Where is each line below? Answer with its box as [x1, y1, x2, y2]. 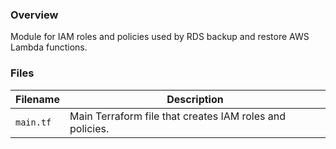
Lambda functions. [10, 41, 88, 53]
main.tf [15, 116, 52, 128]
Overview [10, 8, 59, 22]
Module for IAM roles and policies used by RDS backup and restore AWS [10, 31, 310, 43]
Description [166, 92, 224, 106]
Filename [15, 92, 60, 106]
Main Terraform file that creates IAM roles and [69, 109, 287, 123]
